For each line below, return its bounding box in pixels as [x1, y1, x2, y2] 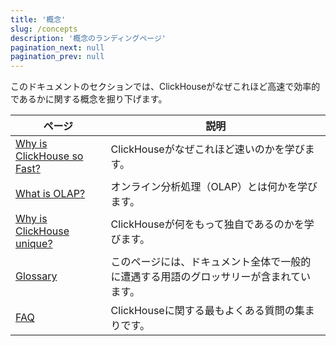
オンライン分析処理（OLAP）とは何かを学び [110, 180, 318, 194]
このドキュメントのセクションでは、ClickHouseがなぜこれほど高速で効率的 [10, 81, 321, 93]
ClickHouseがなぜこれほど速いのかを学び [110, 142, 305, 156]
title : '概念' [10, 14, 67, 25]
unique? [15, 237, 53, 251]
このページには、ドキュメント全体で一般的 [110, 255, 312, 269]
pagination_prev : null [10, 52, 105, 62]
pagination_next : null [10, 42, 105, 53]
